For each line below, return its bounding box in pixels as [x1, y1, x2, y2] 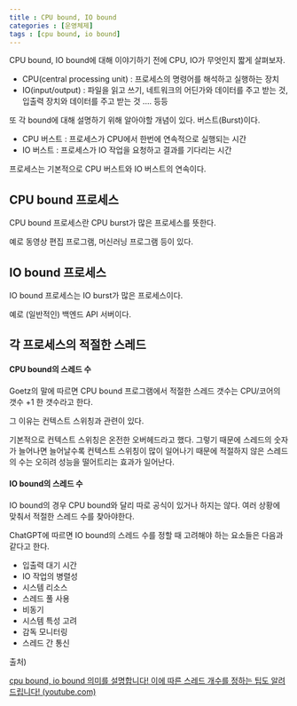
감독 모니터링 [21, 626, 68, 637]
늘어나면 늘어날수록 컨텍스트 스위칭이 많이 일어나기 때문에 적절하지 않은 [18, 445, 265, 456]
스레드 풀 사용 [21, 592, 70, 604]
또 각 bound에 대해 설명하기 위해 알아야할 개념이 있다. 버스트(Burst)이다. [9, 115, 261, 125]
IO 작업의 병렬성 [21, 570, 78, 582]
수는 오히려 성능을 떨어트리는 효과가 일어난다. [18, 456, 176, 467]
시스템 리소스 [21, 582, 68, 592]
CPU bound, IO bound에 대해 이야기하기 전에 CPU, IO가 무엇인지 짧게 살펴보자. [9, 55, 285, 66]
